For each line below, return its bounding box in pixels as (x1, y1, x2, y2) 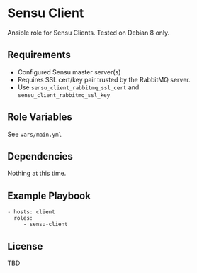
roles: (13, 215, 33, 222)
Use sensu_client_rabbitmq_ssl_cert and (17, 83, 140, 91)
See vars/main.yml (7, 130, 62, 138)
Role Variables (7, 111, 72, 123)
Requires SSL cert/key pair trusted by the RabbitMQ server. (17, 75, 191, 84)
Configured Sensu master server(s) (17, 67, 121, 76)
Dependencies (7, 150, 73, 162)
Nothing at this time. (7, 169, 67, 178)
